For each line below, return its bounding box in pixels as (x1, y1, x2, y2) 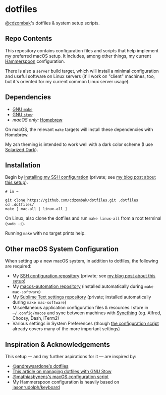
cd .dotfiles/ (5, 202, 35, 207)
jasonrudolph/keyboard (12, 385, 60, 390)
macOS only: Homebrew (12, 117, 63, 123)
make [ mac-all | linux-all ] (5, 207, 68, 212)
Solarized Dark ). (5, 146, 38, 152)
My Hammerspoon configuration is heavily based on (12, 379, 120, 385)
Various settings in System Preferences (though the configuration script (12, 320, 159, 327)
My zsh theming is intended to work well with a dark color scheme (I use (5, 141, 153, 147)
